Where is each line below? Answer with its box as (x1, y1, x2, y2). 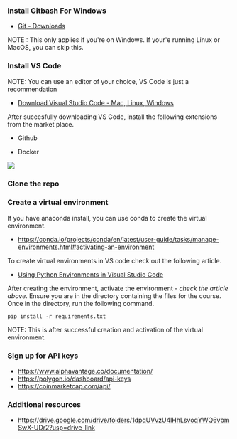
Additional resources (7, 400, 82, 410)
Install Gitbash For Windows (7, 6, 106, 16)
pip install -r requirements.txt (7, 312, 106, 320)
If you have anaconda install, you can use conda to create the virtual (7, 213, 207, 222)
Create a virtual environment (7, 198, 109, 208)
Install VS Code (7, 61, 62, 71)
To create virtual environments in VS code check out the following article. (7, 256, 222, 265)
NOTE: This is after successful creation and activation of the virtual (7, 325, 204, 334)
